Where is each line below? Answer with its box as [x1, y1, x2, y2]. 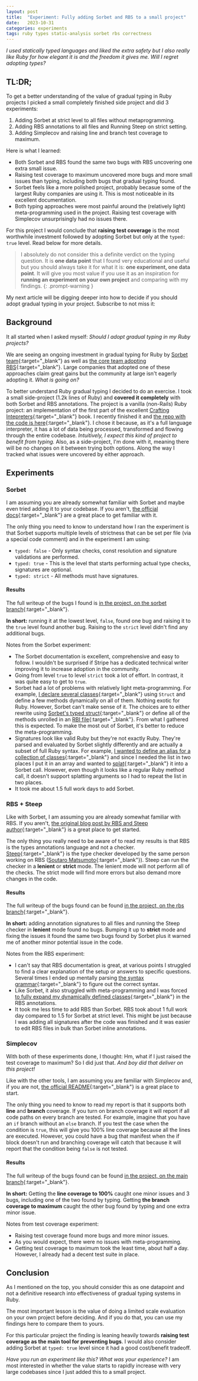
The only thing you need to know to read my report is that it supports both [6, 1101, 186, 1108]
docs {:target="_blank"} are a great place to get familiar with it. [6, 511, 158, 519]
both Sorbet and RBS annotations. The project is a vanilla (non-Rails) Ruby [6, 400, 187, 407]
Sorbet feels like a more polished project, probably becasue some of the [14, 183, 191, 190]
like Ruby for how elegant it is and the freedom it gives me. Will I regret [6, 53, 178, 61]
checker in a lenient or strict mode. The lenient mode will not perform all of [6, 863, 190, 870]
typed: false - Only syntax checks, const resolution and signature [14, 547, 177, 555]
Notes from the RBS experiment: [6, 950, 85, 957]
